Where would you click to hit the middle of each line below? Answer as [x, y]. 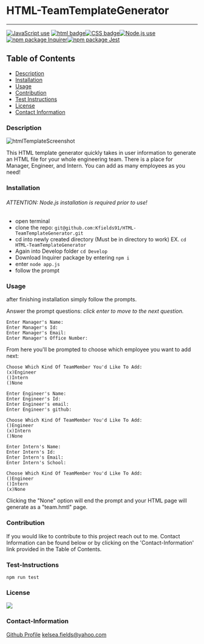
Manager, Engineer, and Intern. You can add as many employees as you [96, 166]
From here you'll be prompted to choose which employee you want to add [99, 349]
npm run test [23, 578]
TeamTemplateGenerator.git [49, 234]
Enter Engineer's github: [39, 410]
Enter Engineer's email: [38, 405]
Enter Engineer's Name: [36, 394]
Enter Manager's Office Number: [47, 338]
